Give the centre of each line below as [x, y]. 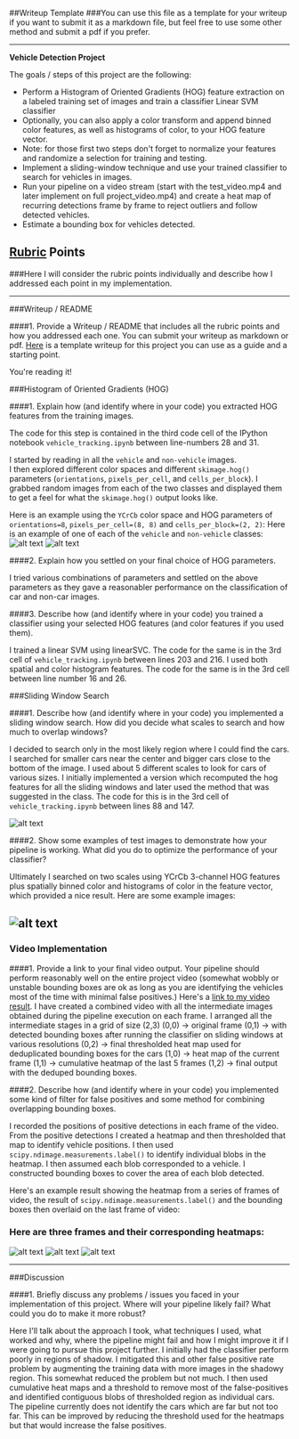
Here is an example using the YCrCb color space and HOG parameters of [141, 515]
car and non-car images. [55, 597]
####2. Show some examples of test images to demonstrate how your [138, 840]
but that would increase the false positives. [88, 1425]
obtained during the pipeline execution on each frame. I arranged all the [141, 1015]
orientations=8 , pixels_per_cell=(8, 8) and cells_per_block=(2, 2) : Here [147, 524]
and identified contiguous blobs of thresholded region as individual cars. [142, 1396]
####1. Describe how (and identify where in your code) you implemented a [146, 712]
